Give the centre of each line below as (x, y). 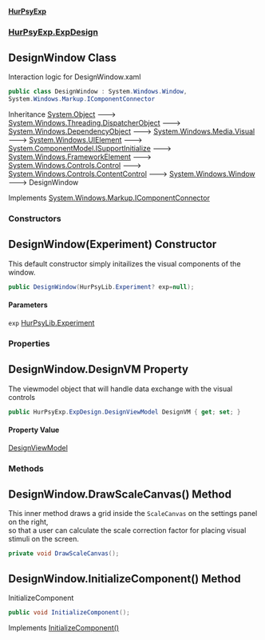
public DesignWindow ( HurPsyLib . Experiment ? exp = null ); (101, 287)
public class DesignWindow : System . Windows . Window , (98, 92)
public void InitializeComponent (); (69, 613)
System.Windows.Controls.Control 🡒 (75, 166)
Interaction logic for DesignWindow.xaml (75, 77)
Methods (26, 468)
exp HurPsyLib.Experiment (51, 322)
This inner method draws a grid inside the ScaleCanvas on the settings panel (133, 514)
